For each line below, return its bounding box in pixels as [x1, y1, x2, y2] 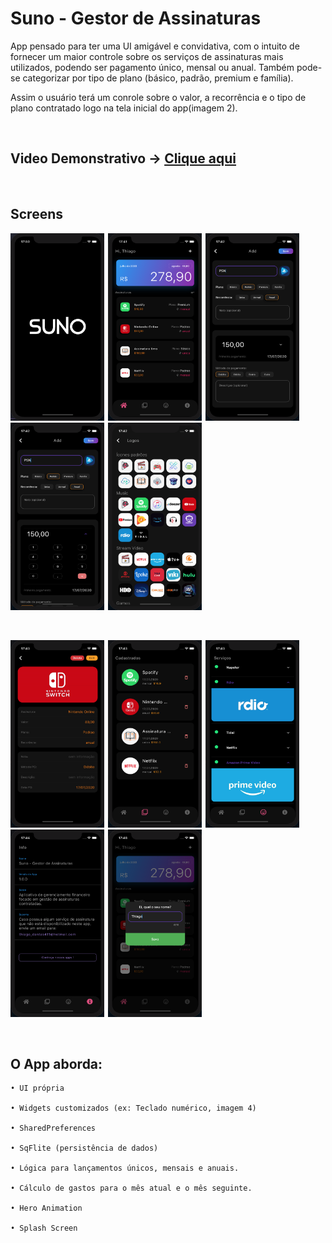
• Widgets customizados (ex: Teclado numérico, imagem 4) [10, 1103, 257, 1114]
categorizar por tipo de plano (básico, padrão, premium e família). [22, 72, 294, 84]
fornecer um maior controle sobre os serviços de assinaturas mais [10, 50, 284, 62]
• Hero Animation [10, 1203, 83, 1214]
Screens [10, 206, 63, 223]
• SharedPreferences [10, 1123, 97, 1134]
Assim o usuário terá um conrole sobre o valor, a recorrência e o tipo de [10, 91, 307, 103]
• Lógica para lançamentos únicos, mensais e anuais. [10, 1163, 240, 1174]
